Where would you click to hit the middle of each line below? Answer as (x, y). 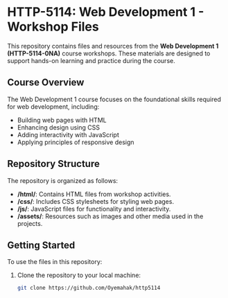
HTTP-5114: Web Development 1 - (106, 12)
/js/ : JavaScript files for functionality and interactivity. (94, 209)
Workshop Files (53, 27)
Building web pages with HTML (62, 120)
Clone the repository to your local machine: (79, 275)
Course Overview (46, 83)
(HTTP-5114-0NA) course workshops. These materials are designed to (109, 53)
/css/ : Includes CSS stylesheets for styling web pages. (96, 201)
